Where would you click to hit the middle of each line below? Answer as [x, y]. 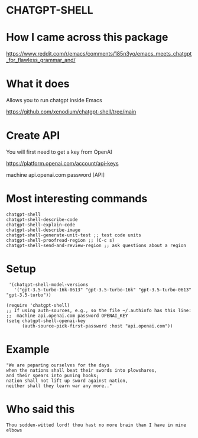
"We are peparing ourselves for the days [58, 365]
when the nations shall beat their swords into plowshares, [82, 370]
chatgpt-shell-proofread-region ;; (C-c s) [61, 240]
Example [28, 350]
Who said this [40, 409]
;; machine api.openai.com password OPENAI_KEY [67, 316]
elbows [14, 430]
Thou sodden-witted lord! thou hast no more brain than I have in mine [96, 425]
